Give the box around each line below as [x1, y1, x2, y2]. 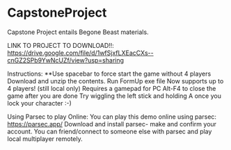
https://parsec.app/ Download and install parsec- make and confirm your [7, 119, 217, 128]
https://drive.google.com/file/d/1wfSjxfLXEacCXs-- [7, 49, 154, 57]
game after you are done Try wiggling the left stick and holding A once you [7, 92, 221, 100]
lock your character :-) [7, 99, 72, 107]
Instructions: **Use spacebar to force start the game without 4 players [7, 69, 212, 78]
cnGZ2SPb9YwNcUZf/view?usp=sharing [7, 56, 124, 64]
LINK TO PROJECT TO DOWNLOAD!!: [7, 41, 115, 49]
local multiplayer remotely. [7, 134, 83, 143]
